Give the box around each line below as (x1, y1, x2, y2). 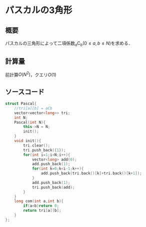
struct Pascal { (5, 101, 37, 106)
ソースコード (5, 87, 44, 96)
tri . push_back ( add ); (31, 184, 75, 190)
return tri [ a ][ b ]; (23, 208, 61, 213)
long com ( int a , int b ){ (14, 198, 64, 204)
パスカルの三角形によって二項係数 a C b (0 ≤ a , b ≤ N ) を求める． (5, 40, 133, 47)
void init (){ (14, 138, 41, 143)
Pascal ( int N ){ (14, 119, 46, 125)
